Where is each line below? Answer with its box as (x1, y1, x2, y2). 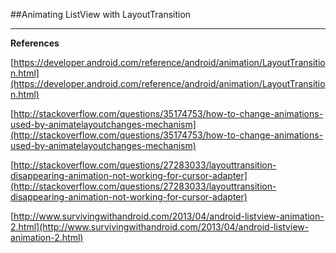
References (10, 37, 60, 49)
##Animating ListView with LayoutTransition (10, 9, 192, 20)
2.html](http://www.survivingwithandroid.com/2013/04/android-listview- (10, 221, 310, 233)
